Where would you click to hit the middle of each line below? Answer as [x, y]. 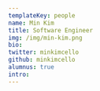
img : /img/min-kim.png [45, 38]
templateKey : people [42, 15]
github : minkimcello [42, 60]
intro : [19, 74]
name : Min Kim [31, 23]
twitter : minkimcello [44, 52]
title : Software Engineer [50, 30]
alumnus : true [31, 67]
